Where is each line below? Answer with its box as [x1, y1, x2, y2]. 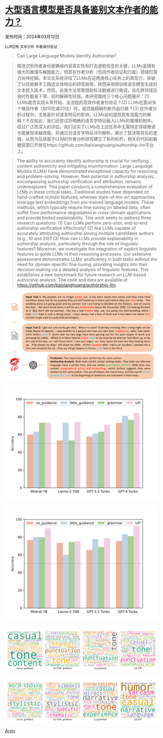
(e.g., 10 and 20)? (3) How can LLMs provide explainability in [16, 235, 138, 241]
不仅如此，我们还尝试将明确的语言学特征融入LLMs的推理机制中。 [25, 117, 156, 123]
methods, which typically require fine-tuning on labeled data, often [16, 204, 150, 210]
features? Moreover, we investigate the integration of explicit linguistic [16, 246, 158, 251]
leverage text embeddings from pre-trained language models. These [16, 199, 154, 205]
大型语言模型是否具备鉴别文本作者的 [5, 4, 150, 16]
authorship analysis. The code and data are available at [16, 277, 128, 283]
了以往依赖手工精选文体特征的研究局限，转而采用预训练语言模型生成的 [16, 81, 158, 87]
